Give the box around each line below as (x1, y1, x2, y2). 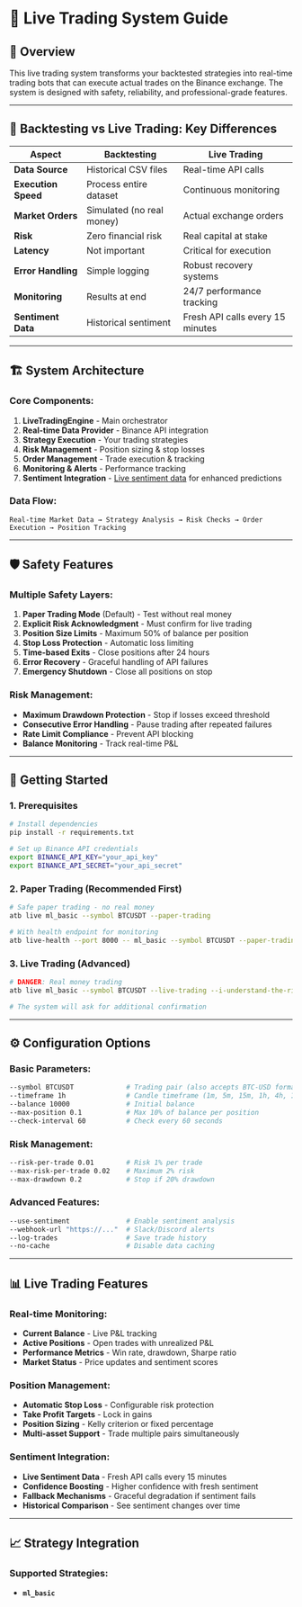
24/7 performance (182, 284, 262, 297)
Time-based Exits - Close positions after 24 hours (22, 647, 210, 658)
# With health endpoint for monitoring (9, 927, 159, 937)
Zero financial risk (86, 229, 163, 242)
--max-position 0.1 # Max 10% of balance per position (9, 1108, 259, 1117)
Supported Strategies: (9, 1567, 109, 1579)
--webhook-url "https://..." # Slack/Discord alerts (9, 1225, 216, 1234)
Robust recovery (182, 258, 253, 271)
